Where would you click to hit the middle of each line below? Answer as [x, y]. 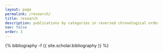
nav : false [16, 27]
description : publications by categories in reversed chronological [76, 23]
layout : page [18, 9]
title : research [21, 18]
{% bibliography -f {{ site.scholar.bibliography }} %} [57, 46]
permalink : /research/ [28, 14]
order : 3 [14, 32]
